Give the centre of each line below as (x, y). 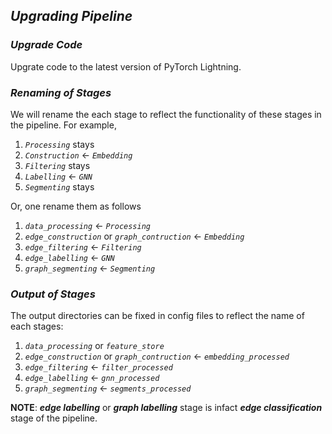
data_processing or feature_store (94, 346)
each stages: (37, 326)
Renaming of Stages (61, 92)
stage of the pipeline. (54, 418)
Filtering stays (57, 165)
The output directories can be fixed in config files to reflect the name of (157, 316)
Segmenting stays (59, 186)
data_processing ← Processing (88, 225)
